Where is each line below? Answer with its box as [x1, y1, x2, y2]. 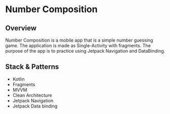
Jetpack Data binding [12, 103, 58, 109]
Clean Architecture [12, 92, 52, 98]
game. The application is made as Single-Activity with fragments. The [5, 43, 151, 49]
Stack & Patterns [5, 62, 59, 71]
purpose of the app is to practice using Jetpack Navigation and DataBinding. [5, 48, 165, 54]
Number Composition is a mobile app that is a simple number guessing [5, 37, 153, 43]
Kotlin [12, 76, 25, 82]
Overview [5, 24, 37, 32]
